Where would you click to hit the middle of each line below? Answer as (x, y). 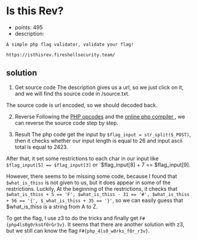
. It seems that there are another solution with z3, (125, 224)
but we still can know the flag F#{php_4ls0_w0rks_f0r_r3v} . (78, 231)
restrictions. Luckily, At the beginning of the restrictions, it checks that (92, 188)
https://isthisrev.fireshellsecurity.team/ (61, 55)
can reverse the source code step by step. (66, 123)
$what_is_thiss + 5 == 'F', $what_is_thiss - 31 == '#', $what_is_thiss (98, 194)
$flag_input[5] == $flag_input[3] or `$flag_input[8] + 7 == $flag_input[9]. (99, 165)
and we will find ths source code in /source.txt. (72, 94)
